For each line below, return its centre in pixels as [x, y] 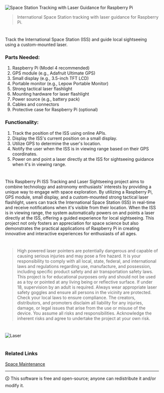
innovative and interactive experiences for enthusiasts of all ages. [71, 233]
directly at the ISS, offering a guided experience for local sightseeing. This [80, 218]
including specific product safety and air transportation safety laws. [85, 271]
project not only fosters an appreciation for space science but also [72, 223]
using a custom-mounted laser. [36, 45]
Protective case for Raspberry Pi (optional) [55, 110]
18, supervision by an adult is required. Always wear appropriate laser [87, 287]
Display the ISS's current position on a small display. [65, 138]
